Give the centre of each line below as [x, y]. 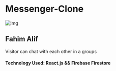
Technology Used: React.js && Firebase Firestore [58, 63]
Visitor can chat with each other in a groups [51, 51]
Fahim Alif [22, 39]
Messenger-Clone [45, 9]
